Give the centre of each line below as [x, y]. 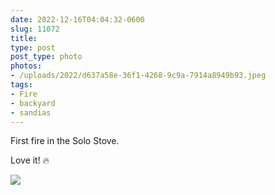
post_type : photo [46, 57]
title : [24, 38]
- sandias [31, 112]
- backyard [33, 103]
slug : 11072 [35, 29]
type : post [33, 47]
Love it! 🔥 [30, 160]
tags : [21, 85]
